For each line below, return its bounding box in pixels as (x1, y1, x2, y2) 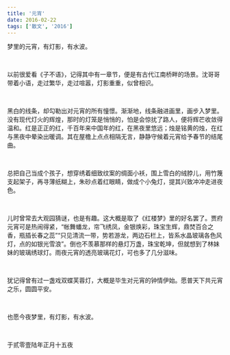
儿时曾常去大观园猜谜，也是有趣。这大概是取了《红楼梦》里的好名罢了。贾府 (7, 214, 223, 222)
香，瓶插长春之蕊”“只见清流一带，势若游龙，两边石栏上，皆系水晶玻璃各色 (7, 231, 217, 240)
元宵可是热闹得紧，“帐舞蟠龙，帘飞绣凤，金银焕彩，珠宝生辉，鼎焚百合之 (7, 222, 214, 231)
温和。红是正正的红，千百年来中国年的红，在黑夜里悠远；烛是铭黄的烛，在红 (7, 124, 223, 133)
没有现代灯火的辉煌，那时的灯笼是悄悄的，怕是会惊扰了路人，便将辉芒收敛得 (7, 115, 223, 124)
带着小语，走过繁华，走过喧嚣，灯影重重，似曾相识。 (7, 79, 157, 87)
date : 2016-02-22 (7, 16, 57, 23)
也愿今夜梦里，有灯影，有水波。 (7, 313, 97, 321)
